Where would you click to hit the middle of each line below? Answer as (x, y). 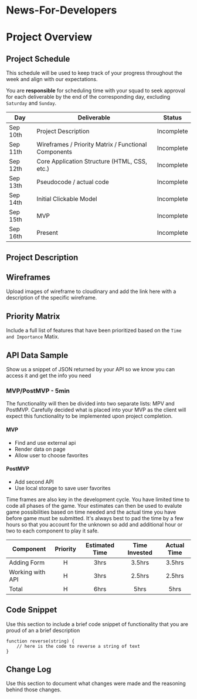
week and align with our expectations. (52, 79)
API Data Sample (37, 355)
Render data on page (40, 449)
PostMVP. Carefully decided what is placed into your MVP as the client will (96, 410)
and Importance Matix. (33, 337)
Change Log (29, 669)
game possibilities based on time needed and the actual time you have (91, 512)
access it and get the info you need (49, 376)
